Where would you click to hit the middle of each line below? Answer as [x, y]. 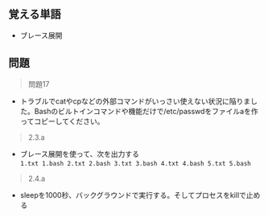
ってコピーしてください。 [62, 121]
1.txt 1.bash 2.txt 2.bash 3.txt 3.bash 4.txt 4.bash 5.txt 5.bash [135, 163]
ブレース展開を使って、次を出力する [79, 154]
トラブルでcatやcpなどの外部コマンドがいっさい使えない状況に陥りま [135, 101]
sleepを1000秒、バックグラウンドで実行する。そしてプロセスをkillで [133, 194]
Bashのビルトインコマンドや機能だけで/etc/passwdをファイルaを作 [146, 111]
